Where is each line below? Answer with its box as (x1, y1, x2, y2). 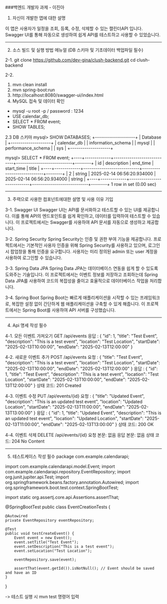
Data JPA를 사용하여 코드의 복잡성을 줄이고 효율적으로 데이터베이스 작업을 (5, 278, 149, 284)
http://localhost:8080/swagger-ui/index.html (12, 92, 103, 98)
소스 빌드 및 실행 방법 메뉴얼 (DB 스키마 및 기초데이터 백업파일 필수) (12, 47, 144, 53)
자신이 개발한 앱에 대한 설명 (12, 15, 66, 21)
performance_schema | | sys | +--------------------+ (5, 145, 113, 151)
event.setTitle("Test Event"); (14, 540, 79, 545)
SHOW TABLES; (12, 124, 45, 130)
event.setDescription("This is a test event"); (14, 544, 114, 549)
